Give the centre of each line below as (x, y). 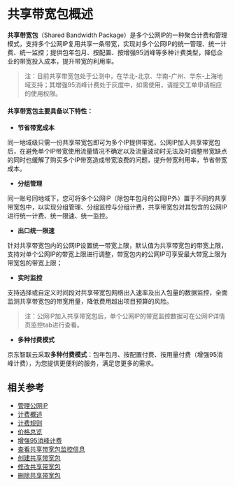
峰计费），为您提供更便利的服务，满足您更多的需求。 (82, 363)
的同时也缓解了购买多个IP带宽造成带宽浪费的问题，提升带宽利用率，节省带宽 (117, 160)
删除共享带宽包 (39, 475)
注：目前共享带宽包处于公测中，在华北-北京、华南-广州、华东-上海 (121, 76)
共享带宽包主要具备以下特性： (50, 111)
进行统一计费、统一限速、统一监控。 (59, 216)
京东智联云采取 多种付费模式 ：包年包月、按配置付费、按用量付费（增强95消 (115, 355)
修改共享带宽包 (39, 466)
